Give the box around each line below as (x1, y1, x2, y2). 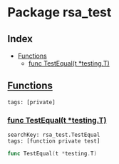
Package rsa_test (7, 4, 112, 21)
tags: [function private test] (7, 138, 100, 145)
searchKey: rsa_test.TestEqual (7, 131, 100, 139)
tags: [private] (7, 98, 56, 106)
